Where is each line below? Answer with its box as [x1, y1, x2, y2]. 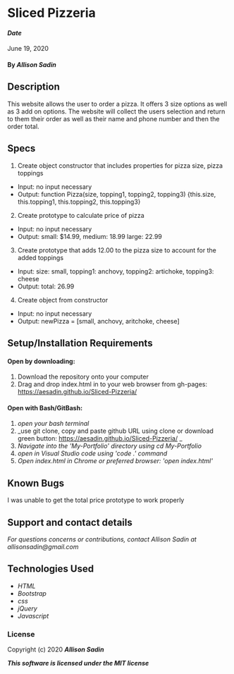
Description [7, 81, 60, 93]
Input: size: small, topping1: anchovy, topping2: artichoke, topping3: [17, 266, 214, 276]
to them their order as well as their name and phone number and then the [7, 114, 220, 123]
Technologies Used [7, 563, 94, 575]
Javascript [17, 611, 49, 620]
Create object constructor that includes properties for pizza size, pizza [17, 161, 223, 170]
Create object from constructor [17, 295, 108, 304]
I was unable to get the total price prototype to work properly [7, 496, 185, 505]
